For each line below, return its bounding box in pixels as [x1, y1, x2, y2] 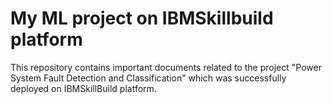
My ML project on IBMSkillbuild [10, 7, 274, 30]
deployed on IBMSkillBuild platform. [10, 82, 157, 94]
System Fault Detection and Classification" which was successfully [10, 72, 287, 84]
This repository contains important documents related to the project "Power [10, 61, 322, 73]
